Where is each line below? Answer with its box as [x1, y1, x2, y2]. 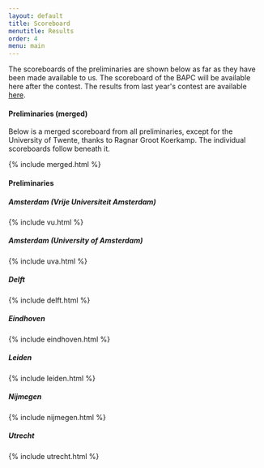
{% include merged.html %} [8, 160, 101, 170]
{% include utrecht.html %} [8, 451, 100, 461]
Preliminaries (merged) [8, 109, 88, 118]
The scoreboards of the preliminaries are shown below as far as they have [8, 64, 257, 74]
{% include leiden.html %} [8, 373, 96, 383]
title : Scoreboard [8, 19, 70, 28]
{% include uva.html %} [8, 256, 87, 266]
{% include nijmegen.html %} [8, 412, 107, 422]
